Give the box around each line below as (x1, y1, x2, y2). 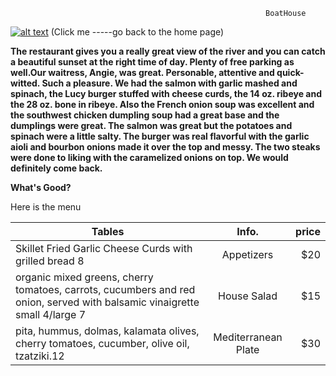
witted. (10, 77, 41, 89)
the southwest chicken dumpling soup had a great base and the (10, 109, 280, 121)
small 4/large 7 (15, 308, 87, 321)
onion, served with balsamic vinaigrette (15, 295, 200, 309)
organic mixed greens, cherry (15, 270, 154, 284)
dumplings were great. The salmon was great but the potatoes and (10, 120, 293, 131)
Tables (91, 225, 125, 238)
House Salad (218, 289, 278, 303)
